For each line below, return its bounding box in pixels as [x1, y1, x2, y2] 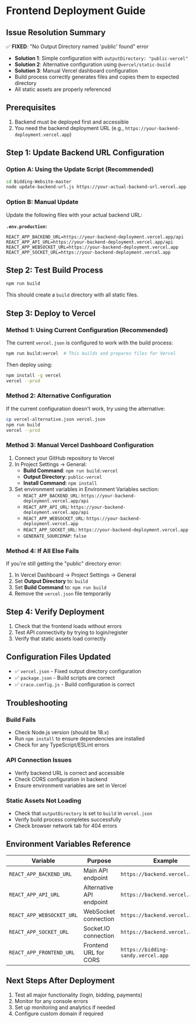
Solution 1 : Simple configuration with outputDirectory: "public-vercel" [14, 54, 188, 62]
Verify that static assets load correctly [14, 635, 106, 642]
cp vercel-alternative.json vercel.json [6, 416, 106, 422]
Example [153, 857, 178, 865]
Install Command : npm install [23, 479, 97, 486]
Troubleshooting [6, 698, 68, 708]
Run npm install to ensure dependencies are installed [14, 735, 145, 742]
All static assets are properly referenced [14, 86, 111, 93]
